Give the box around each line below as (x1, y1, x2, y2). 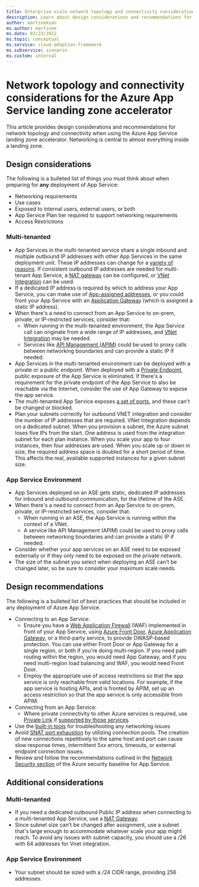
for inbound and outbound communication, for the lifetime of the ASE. (14, 495, 185, 502)
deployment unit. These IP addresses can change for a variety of (14, 259, 174, 266)
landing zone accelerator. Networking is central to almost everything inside (6, 136, 190, 143)
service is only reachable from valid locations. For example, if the (23, 678, 183, 685)
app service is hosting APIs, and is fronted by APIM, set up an (23, 685, 175, 692)
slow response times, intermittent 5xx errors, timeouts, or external (14, 741, 176, 748)
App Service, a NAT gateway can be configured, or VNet (31, 271, 170, 279)
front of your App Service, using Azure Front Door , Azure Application (23, 628, 191, 635)
